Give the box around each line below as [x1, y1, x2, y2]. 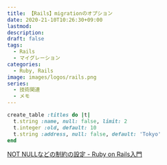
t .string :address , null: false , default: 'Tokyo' [13, 131, 162, 138]
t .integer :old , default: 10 [13, 124, 97, 131]
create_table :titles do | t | [7, 112, 91, 118]
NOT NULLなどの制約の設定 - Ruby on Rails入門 [7, 150, 142, 158]
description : [7, 29, 45, 36]
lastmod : [7, 23, 32, 29]
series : [7, 80, 30, 87]
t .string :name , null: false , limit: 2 [13, 118, 128, 125]
